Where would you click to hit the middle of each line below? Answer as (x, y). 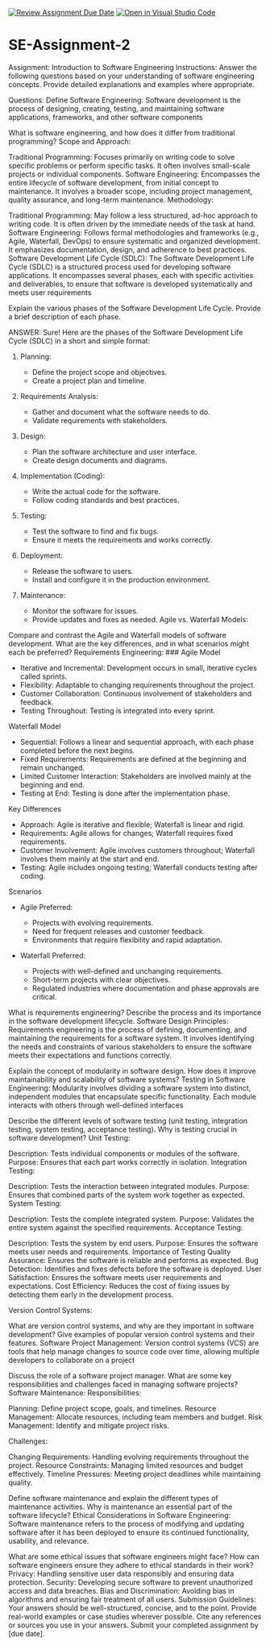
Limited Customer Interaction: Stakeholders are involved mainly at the (135, 776)
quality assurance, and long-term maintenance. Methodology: (111, 200)
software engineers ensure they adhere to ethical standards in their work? (131, 1565)
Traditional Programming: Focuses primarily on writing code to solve (122, 156)
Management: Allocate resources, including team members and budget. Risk (135, 1417)
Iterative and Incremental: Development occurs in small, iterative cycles (139, 667)
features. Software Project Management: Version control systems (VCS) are (134, 1343)
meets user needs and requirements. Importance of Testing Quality (120, 1251)
